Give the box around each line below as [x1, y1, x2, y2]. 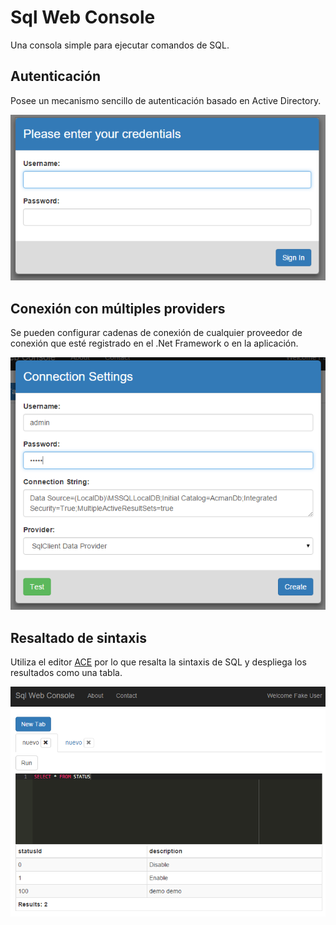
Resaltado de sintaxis [10, 629, 147, 646]
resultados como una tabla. [10, 667, 123, 679]
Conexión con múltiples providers [10, 300, 226, 317]
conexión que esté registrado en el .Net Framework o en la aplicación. [10, 337, 299, 349]
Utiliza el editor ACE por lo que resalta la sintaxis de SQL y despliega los [10, 656, 307, 668]
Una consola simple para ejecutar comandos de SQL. [10, 39, 230, 51]
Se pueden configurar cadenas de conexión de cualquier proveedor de [10, 326, 303, 338]
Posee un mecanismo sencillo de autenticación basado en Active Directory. [10, 94, 322, 106]
